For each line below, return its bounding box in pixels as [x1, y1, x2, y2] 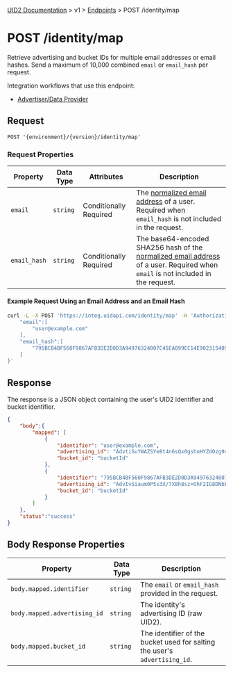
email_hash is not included [136, 214, 222, 224]
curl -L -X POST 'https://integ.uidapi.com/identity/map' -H [7, 312, 188, 319]
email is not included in [136, 269, 212, 279]
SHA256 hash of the [136, 243, 203, 252]
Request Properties [7, 149, 74, 159]
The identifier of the [140, 629, 205, 638]
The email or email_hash [140, 580, 219, 590]
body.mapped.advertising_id [10, 609, 103, 617]
